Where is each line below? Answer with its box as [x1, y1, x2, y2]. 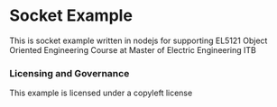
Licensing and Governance [9, 67, 130, 79]
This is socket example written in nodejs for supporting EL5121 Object [9, 35, 268, 46]
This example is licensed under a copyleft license [9, 87, 193, 99]
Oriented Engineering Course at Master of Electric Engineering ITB [9, 44, 257, 55]
